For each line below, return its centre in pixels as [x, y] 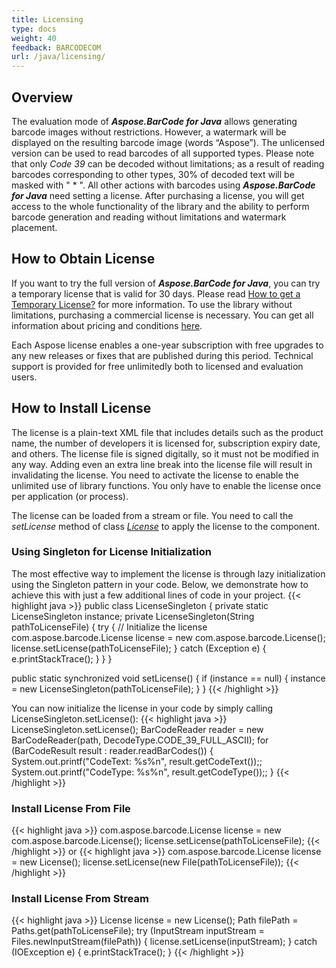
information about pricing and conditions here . [107, 325]
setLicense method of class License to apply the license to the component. [166, 526]
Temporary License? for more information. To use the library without [152, 304]
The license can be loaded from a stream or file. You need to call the [152, 515]
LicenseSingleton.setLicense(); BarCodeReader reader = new [137, 729]
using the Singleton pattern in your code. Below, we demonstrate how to [160, 584]
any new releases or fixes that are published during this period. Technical [162, 355]
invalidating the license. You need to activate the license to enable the [155, 475]
